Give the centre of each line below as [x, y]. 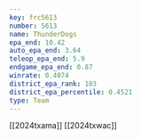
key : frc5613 [33, 17]
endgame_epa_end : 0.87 [51, 68]
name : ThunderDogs [43, 34]
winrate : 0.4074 [39, 76]
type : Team [29, 100]
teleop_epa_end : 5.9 [47, 59]
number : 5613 [33, 26]
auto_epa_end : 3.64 [45, 51]
